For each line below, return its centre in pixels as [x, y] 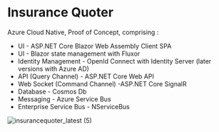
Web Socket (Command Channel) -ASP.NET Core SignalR [102, 83]
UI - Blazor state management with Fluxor [79, 54]
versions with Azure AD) [53, 68]
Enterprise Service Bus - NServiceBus [73, 106]
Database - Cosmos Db [52, 91]
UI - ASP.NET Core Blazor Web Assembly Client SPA [95, 46]
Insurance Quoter [61, 12]
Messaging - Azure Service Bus [65, 99]
